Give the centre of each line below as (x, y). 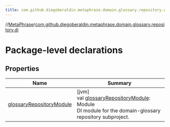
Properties (22, 69)
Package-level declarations (64, 50)
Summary (119, 83)
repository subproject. (103, 117)
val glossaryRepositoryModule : (114, 98)
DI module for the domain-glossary (119, 110)
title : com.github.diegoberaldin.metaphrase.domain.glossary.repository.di (87, 10)
